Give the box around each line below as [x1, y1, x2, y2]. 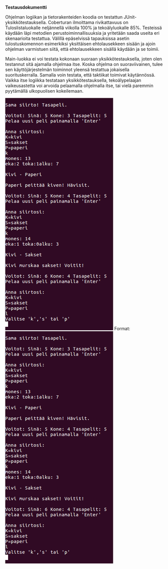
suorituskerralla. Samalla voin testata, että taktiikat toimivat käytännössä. [5, 72, 155, 78]
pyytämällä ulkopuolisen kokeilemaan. [5, 88, 84, 94]
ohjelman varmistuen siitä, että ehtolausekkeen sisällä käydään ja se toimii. [5, 46, 159, 52]
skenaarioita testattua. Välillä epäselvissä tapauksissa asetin [5, 35, 129, 41]
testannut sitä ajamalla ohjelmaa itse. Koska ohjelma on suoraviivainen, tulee [5, 61, 163, 67]
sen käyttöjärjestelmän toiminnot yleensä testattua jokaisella [5, 66, 129, 73]
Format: [114, 326, 130, 331]
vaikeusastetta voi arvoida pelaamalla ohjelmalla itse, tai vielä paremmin [5, 83, 154, 89]
